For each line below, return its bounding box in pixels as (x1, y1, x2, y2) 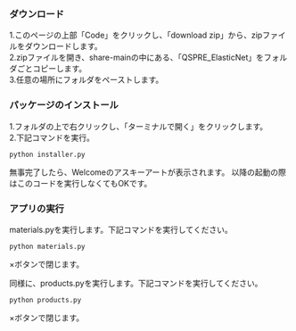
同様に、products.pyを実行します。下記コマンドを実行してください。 (9, 277, 263, 288)
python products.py (9, 295, 82, 304)
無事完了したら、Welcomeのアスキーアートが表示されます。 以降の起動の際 (9, 167, 287, 178)
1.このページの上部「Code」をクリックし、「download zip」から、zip (9, 29, 263, 41)
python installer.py (9, 150, 86, 159)
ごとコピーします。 (16, 63, 87, 74)
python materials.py (9, 242, 86, 251)
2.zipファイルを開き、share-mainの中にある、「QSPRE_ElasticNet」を (9, 52, 265, 63)
